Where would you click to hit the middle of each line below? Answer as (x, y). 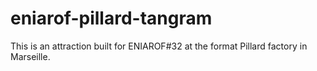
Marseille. (30, 56)
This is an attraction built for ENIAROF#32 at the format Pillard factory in (159, 46)
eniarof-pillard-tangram (111, 18)
